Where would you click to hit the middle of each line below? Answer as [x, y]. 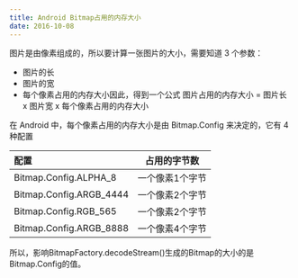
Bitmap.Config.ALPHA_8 [65, 177]
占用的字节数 [172, 160]
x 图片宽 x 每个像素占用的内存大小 [85, 105]
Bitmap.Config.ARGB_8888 [71, 228]
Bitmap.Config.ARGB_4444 [71, 194]
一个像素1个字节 [172, 178]
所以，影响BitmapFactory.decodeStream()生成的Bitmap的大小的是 [132, 252]
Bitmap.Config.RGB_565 [65, 211]
